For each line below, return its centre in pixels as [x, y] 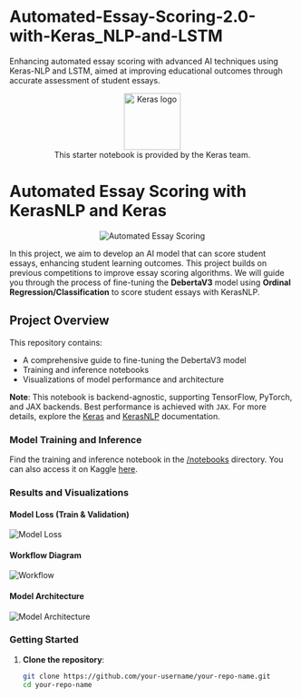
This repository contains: [56, 342]
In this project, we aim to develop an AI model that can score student [138, 253]
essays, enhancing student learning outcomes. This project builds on [138, 263]
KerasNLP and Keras [88, 211]
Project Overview [59, 321]
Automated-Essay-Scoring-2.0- [133, 17]
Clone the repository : [63, 659]
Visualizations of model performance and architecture [123, 379]
